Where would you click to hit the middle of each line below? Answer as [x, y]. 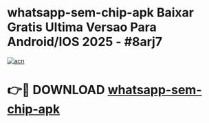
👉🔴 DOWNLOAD [56, 90]
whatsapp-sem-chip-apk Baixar [101, 13]
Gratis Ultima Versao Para [82, 27]
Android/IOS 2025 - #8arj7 [85, 42]
